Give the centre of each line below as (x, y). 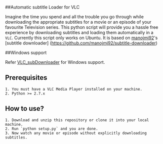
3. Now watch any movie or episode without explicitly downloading (76, 133)
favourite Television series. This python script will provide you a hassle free (82, 27)
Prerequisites (26, 78)
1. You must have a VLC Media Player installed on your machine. (74, 89)
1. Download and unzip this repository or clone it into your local (77, 120)
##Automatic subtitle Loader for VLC (42, 7)
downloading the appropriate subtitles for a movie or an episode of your (78, 22)
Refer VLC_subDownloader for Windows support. (55, 62)
